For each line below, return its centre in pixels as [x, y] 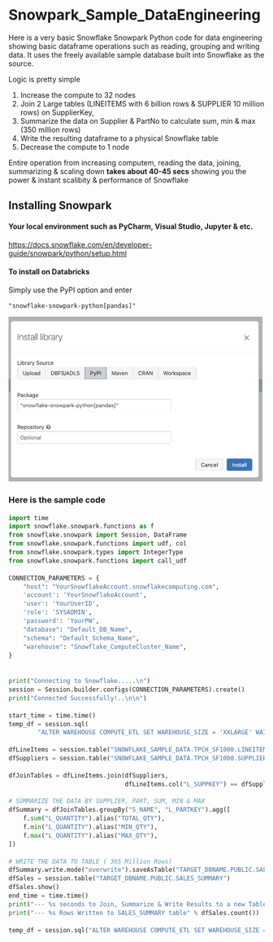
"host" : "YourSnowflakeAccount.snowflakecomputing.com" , [121, 587]
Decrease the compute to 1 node [75, 147]
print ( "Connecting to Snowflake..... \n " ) [80, 681]
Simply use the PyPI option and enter [70, 290]
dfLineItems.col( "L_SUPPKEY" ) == [181, 784]
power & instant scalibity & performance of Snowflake [99, 180]
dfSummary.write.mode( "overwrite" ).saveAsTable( [92, 870]
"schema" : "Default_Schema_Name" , [81, 638]
